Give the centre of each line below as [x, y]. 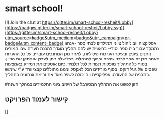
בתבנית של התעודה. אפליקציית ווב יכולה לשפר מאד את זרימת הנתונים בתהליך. [78, 74]
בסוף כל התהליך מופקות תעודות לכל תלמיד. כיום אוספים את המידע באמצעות [76, 64]
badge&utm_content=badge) [34, 43]
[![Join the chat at [23, 22]
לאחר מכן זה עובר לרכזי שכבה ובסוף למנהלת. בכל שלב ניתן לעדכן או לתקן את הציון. [82, 59]
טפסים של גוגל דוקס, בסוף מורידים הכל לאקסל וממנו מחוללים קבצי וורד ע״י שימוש [81, 69]
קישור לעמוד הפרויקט [37, 100]
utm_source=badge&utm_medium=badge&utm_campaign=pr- [68, 38]
